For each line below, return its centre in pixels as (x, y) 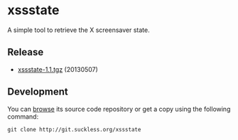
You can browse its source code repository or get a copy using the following (119, 109)
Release (26, 52)
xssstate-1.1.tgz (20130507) (58, 69)
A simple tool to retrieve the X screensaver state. (79, 30)
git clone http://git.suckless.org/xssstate (74, 129)
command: (23, 117)
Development (38, 92)
